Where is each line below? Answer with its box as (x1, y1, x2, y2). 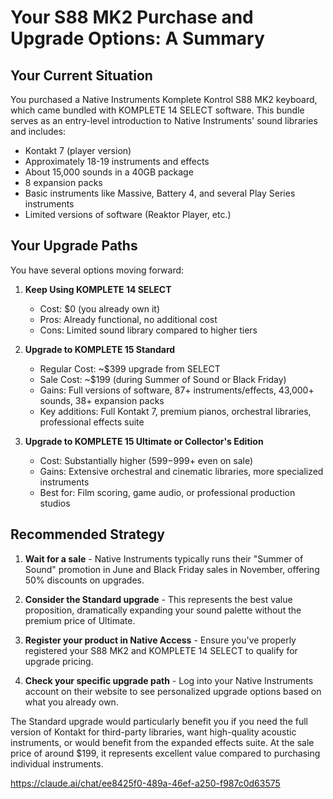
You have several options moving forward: (10, 264, 185, 276)
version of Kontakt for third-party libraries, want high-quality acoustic (10, 726, 297, 738)
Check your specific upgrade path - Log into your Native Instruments (24, 674, 314, 686)
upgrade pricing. (24, 655, 94, 667)
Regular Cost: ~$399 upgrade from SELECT (39, 362, 221, 375)
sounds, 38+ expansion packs (39, 394, 165, 406)
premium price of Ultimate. (24, 614, 136, 626)
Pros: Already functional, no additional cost (39, 313, 218, 325)
